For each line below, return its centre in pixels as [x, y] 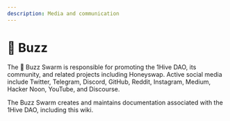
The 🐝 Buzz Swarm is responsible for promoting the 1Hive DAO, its [102, 67]
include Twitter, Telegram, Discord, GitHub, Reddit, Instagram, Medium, [109, 82]
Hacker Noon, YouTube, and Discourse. [64, 89]
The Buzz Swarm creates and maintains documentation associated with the [115, 102]
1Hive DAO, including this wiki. [50, 110]
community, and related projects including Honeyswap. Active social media [115, 74]
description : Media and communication [63, 13]
